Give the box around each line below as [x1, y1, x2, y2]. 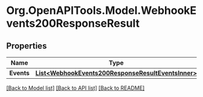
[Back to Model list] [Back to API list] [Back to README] [6, 84, 145, 92]
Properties [6, 41, 47, 51]
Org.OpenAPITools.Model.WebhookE [6, 4, 197, 18]
